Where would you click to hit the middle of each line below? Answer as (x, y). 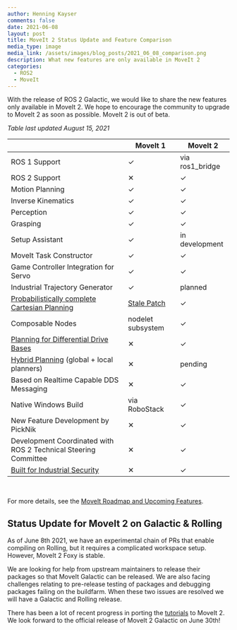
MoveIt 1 (150, 145)
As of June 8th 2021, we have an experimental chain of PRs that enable (111, 540)
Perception (29, 213)
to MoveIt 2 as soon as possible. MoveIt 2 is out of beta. (89, 114)
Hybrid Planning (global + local (62, 359)
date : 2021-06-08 (33, 27)
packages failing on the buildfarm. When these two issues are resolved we (116, 592)
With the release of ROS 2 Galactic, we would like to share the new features (117, 100)
